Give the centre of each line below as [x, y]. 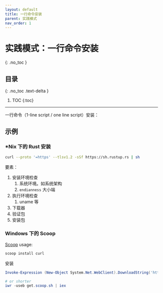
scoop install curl [25, 253]
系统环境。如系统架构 [41, 183]
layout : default [21, 9]
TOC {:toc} [23, 100]
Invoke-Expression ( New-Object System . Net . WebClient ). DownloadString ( [78, 273]
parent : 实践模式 [21, 18]
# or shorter [18, 281]
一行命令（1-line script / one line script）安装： [52, 115]
